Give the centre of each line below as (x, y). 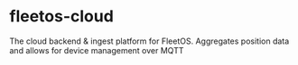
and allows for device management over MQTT (97, 50)
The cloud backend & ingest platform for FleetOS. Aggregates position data (149, 41)
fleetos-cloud (62, 16)
